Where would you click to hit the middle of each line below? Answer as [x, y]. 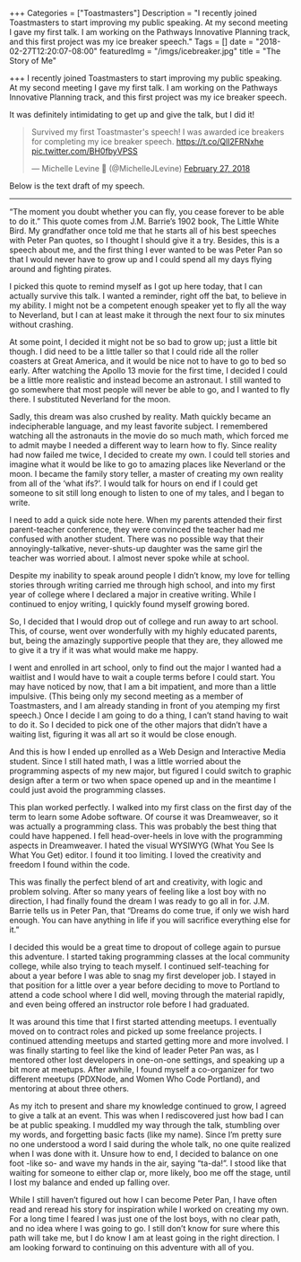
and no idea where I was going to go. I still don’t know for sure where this [145, 1228]
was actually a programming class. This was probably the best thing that [143, 826]
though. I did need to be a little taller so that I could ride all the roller [134, 351]
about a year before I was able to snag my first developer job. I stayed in [142, 975]
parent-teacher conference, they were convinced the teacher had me [138, 530]
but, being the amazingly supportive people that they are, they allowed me [146, 640]
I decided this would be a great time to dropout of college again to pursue [145, 947]
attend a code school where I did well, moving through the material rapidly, [147, 995]
